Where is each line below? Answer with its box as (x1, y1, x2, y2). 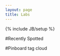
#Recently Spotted (5, 35, 43, 41)
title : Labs (5, 12, 30, 17)
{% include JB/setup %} (5, 25, 55, 31)
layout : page (5, 7, 32, 12)
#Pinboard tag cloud (5, 45, 47, 51)
